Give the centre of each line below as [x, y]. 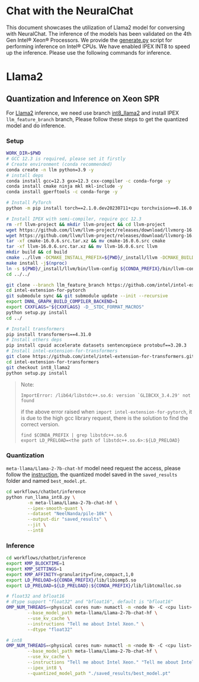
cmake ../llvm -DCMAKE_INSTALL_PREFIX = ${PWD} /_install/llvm [82, 258]
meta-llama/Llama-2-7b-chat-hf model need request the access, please [93, 468]
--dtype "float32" [50, 629]
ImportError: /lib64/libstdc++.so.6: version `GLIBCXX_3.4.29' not [105, 395]
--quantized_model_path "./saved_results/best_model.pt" [99, 673]
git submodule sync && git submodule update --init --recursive [87, 296]
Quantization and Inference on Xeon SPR [83, 98]
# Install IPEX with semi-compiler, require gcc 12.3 [74, 219]
